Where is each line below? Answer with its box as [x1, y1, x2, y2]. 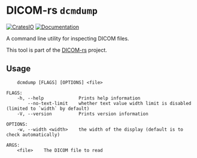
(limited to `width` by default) [6, 106, 90, 111]
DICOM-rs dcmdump [6, 4, 98, 17]
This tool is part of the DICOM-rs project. [6, 46, 108, 54]
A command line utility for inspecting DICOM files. [6, 35, 129, 42]
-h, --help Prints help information [17, 95, 141, 101]
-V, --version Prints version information [17, 111, 148, 117]
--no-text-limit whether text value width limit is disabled [28, 100, 192, 106]
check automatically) [6, 132, 60, 138]
